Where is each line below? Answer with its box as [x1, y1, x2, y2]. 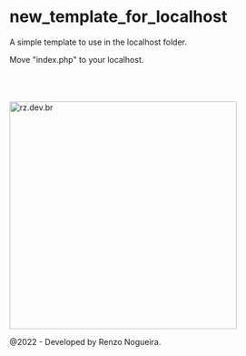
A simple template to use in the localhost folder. [9, 36, 188, 47]
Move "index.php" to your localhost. [9, 54, 144, 65]
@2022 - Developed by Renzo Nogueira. [9, 336, 162, 347]
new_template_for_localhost [9, 6, 228, 27]
